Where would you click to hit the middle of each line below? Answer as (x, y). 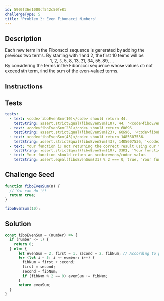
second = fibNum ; (40, 272)
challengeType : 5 (23, 14)
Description (23, 38)
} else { (18, 249)
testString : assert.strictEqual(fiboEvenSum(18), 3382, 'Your (78, 150)
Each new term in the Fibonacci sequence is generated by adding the (75, 50)
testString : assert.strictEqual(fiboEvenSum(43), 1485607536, (78, 141)
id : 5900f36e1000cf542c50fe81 (36, 10)
